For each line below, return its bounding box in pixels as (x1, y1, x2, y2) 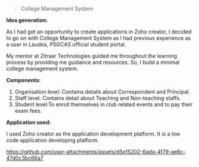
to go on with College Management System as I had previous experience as (6, 35, 191, 41)
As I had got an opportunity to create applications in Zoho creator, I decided (6, 28, 192, 35)
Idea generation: (6, 17, 48, 23)
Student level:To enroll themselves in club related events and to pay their (14, 101, 193, 108)
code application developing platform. (6, 137, 99, 144)
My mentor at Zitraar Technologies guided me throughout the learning (6, 52, 177, 59)
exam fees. (14, 107, 42, 114)
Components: (6, 77, 41, 83)
